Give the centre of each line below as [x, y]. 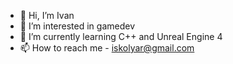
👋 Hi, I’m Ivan [47, 15]
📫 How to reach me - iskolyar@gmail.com [107, 48]
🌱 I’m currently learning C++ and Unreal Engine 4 [121, 36]
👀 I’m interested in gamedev [77, 26]
